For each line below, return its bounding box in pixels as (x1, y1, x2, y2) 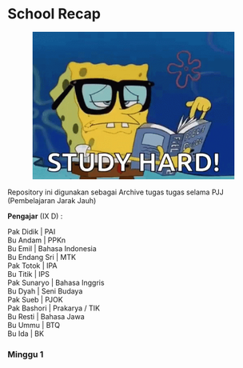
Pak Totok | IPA (7, 261, 58, 270)
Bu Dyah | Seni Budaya (7, 286, 83, 296)
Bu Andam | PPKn (7, 235, 66, 245)
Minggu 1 (7, 349, 44, 360)
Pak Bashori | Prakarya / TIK (7, 303, 101, 313)
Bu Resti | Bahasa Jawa (7, 311, 85, 321)
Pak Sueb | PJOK (7, 294, 63, 304)
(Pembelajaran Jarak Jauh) (7, 195, 97, 205)
